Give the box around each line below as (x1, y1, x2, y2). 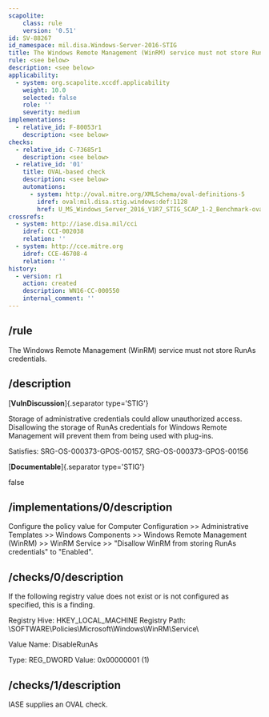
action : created (22, 279, 78, 288)
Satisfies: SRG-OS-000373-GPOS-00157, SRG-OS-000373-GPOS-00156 (8, 446, 249, 456)
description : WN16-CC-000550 (22, 287, 120, 295)
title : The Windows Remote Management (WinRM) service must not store (8, 49, 249, 57)
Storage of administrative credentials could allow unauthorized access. (8, 414, 243, 423)
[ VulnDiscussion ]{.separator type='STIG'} (8, 398, 149, 408)
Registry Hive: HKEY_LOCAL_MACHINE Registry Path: (8, 615, 186, 625)
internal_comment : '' (22, 294, 94, 302)
